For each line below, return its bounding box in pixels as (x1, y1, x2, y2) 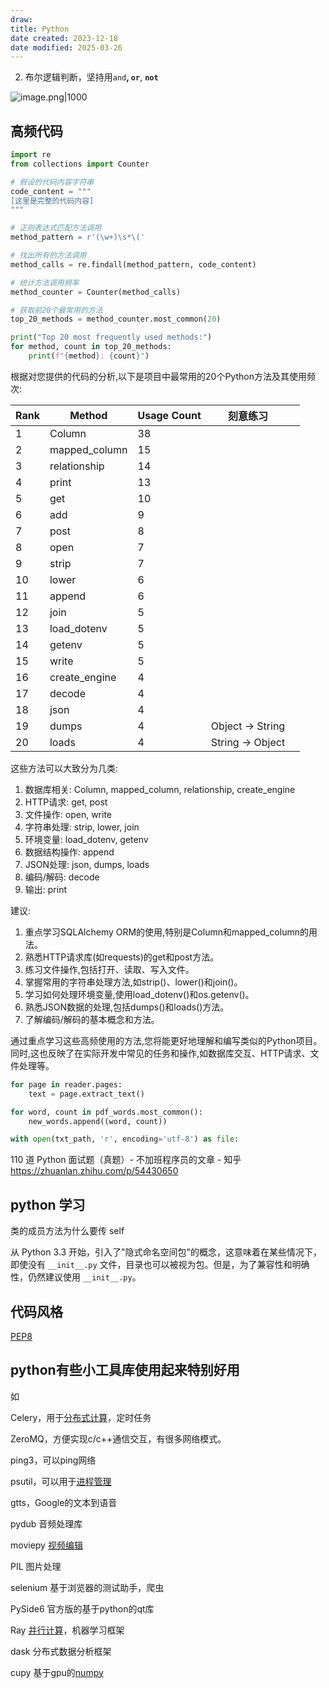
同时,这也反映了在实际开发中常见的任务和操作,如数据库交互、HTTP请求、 (10, 1047, 311, 1059)
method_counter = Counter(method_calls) (10, 287, 182, 297)
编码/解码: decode (24, 871, 100, 883)
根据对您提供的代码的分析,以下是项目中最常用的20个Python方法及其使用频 (10, 370, 316, 382)
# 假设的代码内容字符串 (10, 177, 95, 187)
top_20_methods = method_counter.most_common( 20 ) (10, 314, 222, 325)
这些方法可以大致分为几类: (10, 762, 119, 774)
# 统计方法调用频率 (10, 277, 80, 288)
